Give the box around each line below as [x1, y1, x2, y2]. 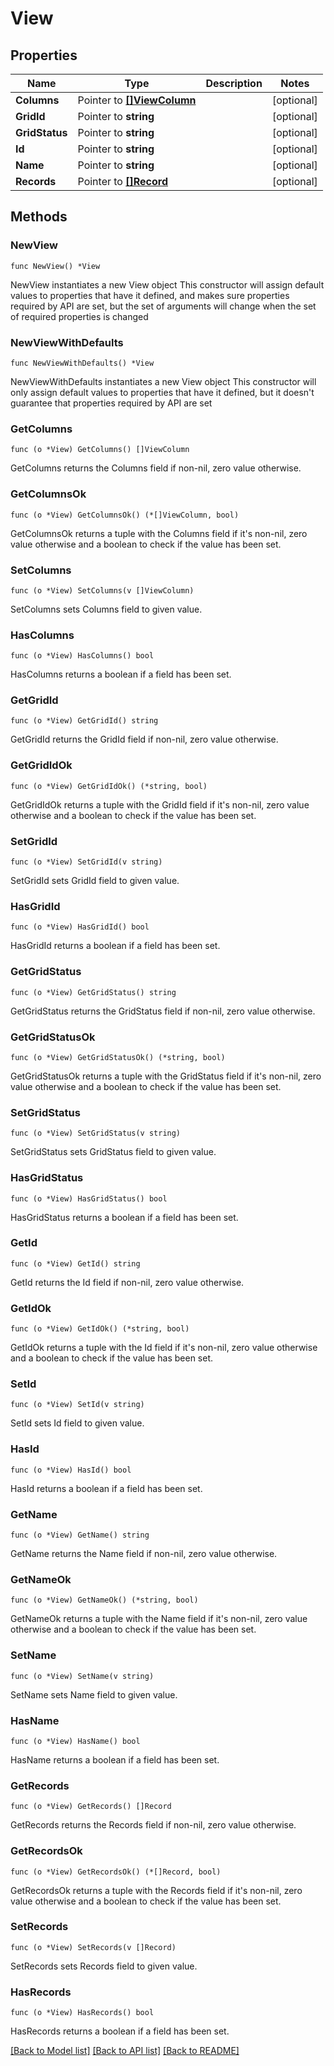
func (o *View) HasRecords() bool [10, 2008, 155, 2018]
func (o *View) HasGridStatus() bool [10, 1193, 168, 1204]
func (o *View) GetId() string [10, 1258, 141, 1269]
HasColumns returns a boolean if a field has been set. [10, 668, 232, 681]
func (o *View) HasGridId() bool [10, 922, 150, 932]
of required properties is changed [10, 310, 149, 322]
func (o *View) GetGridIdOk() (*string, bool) [10, 781, 208, 791]
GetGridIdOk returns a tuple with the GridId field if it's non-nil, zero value [10, 798, 310, 811]
